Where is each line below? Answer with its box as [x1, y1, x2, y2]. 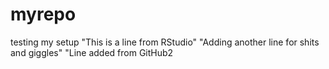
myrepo [10, 3, 77, 26]
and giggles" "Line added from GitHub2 [10, 46, 174, 58]
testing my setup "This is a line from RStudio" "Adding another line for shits [10, 36, 320, 48]
